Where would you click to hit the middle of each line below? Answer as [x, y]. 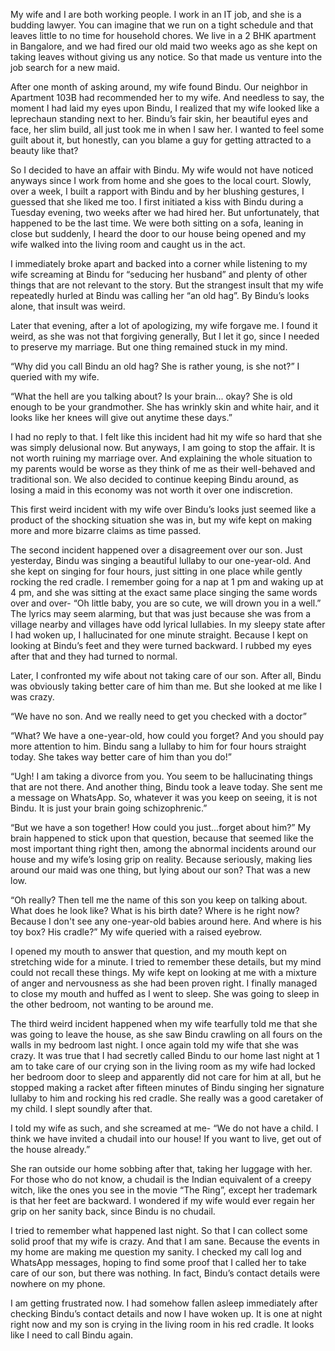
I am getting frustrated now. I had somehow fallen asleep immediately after [164, 1303]
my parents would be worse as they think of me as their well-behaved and [163, 468]
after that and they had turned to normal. [94, 656]
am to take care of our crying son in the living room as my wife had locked [163, 1066]
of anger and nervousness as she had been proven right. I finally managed [164, 983]
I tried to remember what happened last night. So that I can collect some [159, 1230]
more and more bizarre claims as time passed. [106, 530]
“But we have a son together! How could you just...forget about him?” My [161, 827]
